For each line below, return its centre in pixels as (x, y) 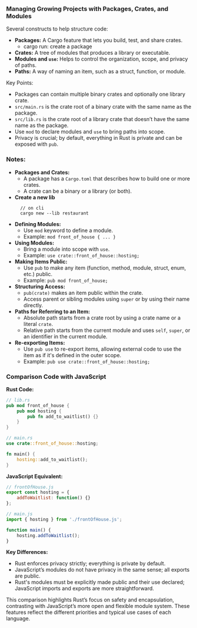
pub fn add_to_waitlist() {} (63, 417)
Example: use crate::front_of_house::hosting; (81, 255)
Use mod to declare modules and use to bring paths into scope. (90, 132)
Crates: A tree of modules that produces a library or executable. (92, 53)
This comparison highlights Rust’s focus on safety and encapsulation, (90, 600)
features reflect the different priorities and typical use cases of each (89, 612)
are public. (28, 576)
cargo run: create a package (58, 46)
